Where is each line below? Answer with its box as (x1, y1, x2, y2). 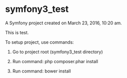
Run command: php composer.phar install (12, 58, 99, 64)
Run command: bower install (12, 68, 71, 74)
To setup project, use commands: (5, 39, 74, 45)
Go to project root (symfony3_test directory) (12, 49, 103, 55)
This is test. (5, 29, 29, 35)
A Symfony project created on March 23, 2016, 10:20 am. (5, 20, 122, 26)
